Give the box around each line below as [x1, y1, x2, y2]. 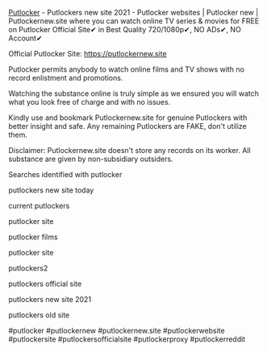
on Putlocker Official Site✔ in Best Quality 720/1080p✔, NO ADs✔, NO [8, 25, 242, 34]
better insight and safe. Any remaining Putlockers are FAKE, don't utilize [8, 122, 248, 130]
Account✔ [8, 33, 43, 43]
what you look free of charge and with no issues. [8, 97, 171, 106]
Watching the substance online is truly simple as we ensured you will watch [8, 89, 260, 98]
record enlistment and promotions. [8, 73, 123, 82]
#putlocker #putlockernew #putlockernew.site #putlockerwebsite [8, 326, 225, 335]
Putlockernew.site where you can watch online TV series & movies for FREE [8, 16, 260, 26]
